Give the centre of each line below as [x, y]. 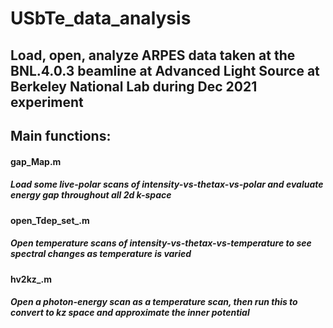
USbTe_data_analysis [101, 18]
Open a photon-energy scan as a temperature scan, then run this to [154, 302]
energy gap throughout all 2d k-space [91, 195]
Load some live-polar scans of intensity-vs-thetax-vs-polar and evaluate [167, 184]
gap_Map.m [36, 161]
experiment [47, 102]
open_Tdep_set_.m [50, 220]
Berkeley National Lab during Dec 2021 [134, 86]
